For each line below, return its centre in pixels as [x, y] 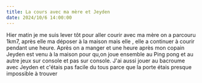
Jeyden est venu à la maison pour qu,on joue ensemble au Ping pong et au [100, 54]
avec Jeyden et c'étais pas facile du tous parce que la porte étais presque [99, 67]
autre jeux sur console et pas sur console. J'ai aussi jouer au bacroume [96, 61]
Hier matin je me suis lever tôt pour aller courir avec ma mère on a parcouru [101, 35]
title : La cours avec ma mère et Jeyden [58, 12]
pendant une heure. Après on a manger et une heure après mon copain [95, 48]
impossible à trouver [32, 73]
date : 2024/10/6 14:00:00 [39, 18]
